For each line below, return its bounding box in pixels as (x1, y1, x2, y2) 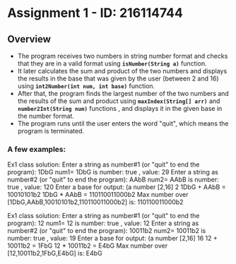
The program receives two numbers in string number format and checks (17, 52, 228, 60)
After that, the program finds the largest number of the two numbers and (17, 90, 230, 97)
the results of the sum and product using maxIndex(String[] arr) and (17, 97, 220, 105)
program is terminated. (17, 127, 85, 135)
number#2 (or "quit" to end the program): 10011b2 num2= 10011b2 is (7, 227, 206, 235)
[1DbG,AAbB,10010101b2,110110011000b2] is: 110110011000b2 (7, 198, 184, 206)
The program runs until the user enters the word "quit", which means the (17, 119, 229, 128)
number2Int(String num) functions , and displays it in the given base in (17, 104, 223, 112)
